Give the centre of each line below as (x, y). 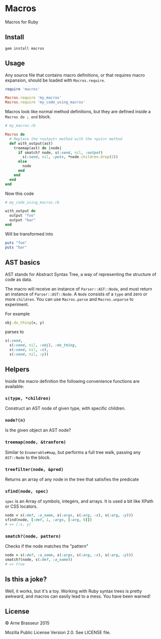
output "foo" (23, 216)
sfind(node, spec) (27, 491)
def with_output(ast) (31, 143)
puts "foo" (16, 243)
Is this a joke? (26, 579)
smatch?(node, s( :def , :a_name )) (39, 559)
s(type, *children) (28, 398)
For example (17, 313)
